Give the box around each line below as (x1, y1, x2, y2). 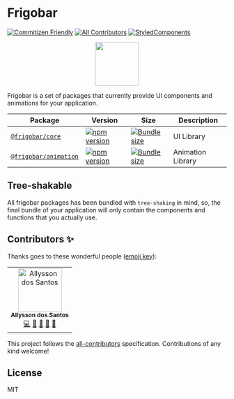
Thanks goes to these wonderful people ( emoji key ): (7, 252, 157, 260)
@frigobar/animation (10, 152, 79, 160)
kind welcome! (7, 347, 49, 355)
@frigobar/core (10, 132, 61, 140)
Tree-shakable (7, 180, 72, 191)
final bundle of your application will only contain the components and (7, 205, 205, 214)
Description (178, 115, 218, 125)
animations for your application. (7, 99, 98, 107)
